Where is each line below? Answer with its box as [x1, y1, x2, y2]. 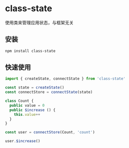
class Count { [5, 98, 34, 104]
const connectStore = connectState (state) [5, 90, 93, 95]
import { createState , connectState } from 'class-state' [5, 76, 126, 81]
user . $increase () [5, 139, 41, 144]
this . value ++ [14, 112, 41, 117]
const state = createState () [5, 85, 64, 90]
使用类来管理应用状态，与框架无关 [5, 19, 74, 25]
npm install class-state [5, 48, 56, 54]
